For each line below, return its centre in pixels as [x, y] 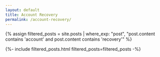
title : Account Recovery [31, 15]
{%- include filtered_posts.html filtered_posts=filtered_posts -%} [73, 49]
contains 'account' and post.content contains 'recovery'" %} [69, 39]
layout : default [22, 10]
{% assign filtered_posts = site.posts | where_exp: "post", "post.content [80, 34]
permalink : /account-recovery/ [38, 19]
